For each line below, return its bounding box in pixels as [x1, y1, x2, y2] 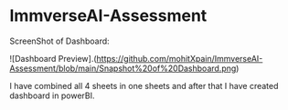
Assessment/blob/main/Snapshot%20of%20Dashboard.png [9, 63, 237, 74]
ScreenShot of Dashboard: [9, 35, 110, 46]
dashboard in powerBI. [9, 90, 95, 101]
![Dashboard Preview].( [9, 53, 98, 64]
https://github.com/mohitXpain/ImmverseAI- [96, 53, 263, 64]
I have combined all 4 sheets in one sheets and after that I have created [9, 80, 279, 91]
